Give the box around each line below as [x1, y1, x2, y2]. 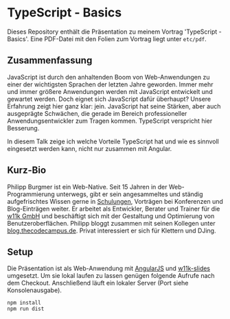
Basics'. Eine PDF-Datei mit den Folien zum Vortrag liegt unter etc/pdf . [7, 34, 207, 43]
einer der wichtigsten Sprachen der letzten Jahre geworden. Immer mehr [7, 80, 214, 88]
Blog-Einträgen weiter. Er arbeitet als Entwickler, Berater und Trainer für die [7, 204, 220, 213]
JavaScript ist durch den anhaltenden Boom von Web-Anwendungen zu [7, 73, 211, 81]
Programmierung [7, 190, 55, 198]
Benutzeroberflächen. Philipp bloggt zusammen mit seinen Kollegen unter [7, 219, 216, 227]
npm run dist [7, 305, 45, 313]
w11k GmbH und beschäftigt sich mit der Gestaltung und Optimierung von [7, 211, 215, 220]
